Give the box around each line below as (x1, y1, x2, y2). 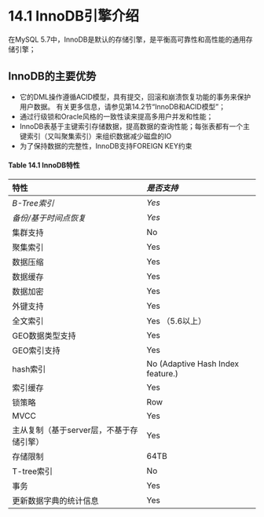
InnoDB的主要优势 (8, 70, 97, 83)
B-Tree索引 (12, 197, 55, 208)
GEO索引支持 (12, 345, 60, 356)
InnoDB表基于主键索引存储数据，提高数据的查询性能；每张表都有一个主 (19, 121, 250, 130)
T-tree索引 (12, 465, 53, 476)
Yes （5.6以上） (146, 315, 207, 326)
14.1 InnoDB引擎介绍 (8, 7, 140, 25)
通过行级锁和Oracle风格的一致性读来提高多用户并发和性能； (19, 112, 214, 121)
